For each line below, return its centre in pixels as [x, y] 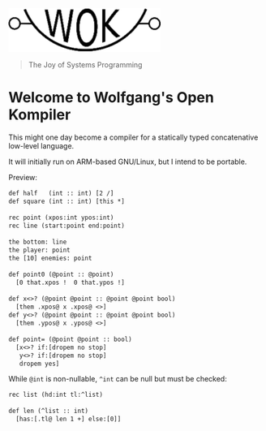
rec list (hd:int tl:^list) [56, 394]
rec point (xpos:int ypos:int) [61, 218]
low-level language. [41, 145]
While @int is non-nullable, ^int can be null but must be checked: [118, 378]
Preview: [23, 177]
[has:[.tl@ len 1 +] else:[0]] [69, 419]
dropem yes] [39, 364]
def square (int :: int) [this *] [67, 201]
